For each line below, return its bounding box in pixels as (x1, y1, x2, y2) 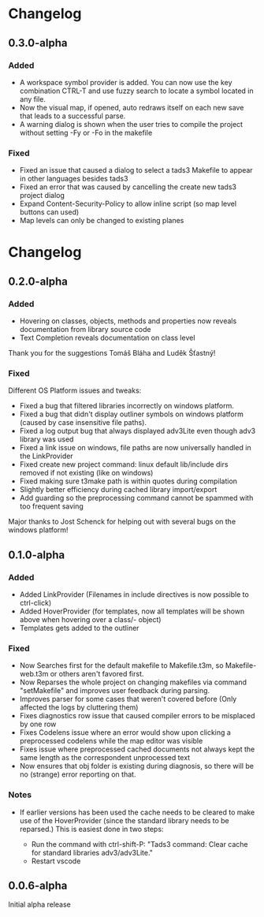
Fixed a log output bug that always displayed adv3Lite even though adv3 (19, 427, 256, 436)
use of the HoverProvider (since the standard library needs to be (19, 815, 230, 825)
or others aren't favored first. (50, 669, 144, 679)
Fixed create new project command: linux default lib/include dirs (19, 460, 229, 469)
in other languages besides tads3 (19, 174, 128, 184)
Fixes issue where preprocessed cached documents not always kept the (19, 744, 255, 754)
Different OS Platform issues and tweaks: (8, 386, 142, 395)
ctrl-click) (19, 598, 52, 608)
